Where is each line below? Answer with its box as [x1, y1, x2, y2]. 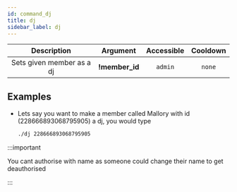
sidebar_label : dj [7, 23, 61, 30]
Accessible [145, 46, 185, 56]
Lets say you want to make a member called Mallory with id [17, 109, 190, 118]
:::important [7, 143, 41, 152]
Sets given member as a [11, 58, 92, 68]
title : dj [7, 17, 37, 24]
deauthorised [7, 164, 47, 173]
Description [30, 46, 72, 56]
